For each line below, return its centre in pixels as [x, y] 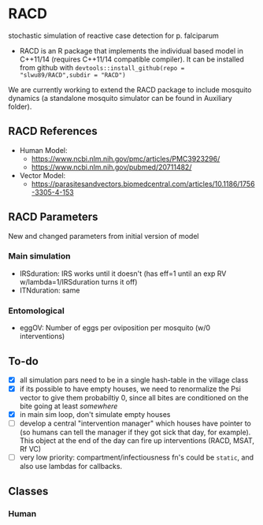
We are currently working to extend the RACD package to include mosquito [130, 89]
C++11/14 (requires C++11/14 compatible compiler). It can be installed [131, 59]
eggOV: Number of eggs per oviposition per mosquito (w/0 [115, 328]
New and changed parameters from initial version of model [104, 236]
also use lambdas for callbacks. [71, 467]
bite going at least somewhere [69, 406]
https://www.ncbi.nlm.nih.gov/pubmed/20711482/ [111, 167]
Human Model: [44, 150]
